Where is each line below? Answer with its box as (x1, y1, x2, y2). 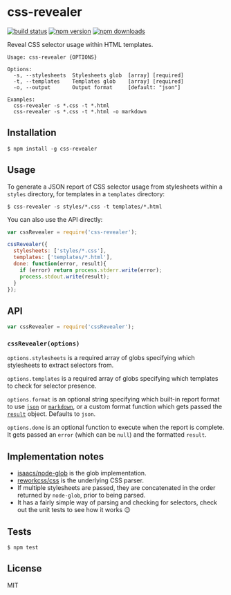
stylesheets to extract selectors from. (7, 361, 114, 370)
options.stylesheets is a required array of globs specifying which (7, 354, 195, 362)
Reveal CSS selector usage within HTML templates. (7, 40, 154, 48)
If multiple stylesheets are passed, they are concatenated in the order (17, 484, 216, 492)
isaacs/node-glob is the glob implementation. (17, 469, 147, 478)
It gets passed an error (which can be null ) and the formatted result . (7, 431, 207, 439)
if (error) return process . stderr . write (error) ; (19, 267, 163, 274)
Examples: (7, 96, 36, 103)
